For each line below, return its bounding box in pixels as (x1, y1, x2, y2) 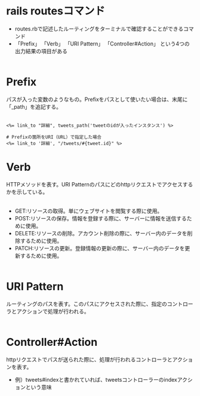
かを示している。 (6, 188, 48, 195)
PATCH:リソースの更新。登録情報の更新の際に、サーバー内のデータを (14, 244, 185, 251)
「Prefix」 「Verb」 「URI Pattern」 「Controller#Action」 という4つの (14, 40, 190, 47)
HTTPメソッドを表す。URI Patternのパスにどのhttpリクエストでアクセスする (6, 180, 193, 188)
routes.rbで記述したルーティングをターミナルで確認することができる (14, 25, 184, 32)
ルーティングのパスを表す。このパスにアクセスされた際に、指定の (6, 300, 167, 307)
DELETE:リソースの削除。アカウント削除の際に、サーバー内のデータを (14, 229, 187, 237)
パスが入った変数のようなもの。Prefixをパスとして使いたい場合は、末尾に (6, 96, 188, 103)
